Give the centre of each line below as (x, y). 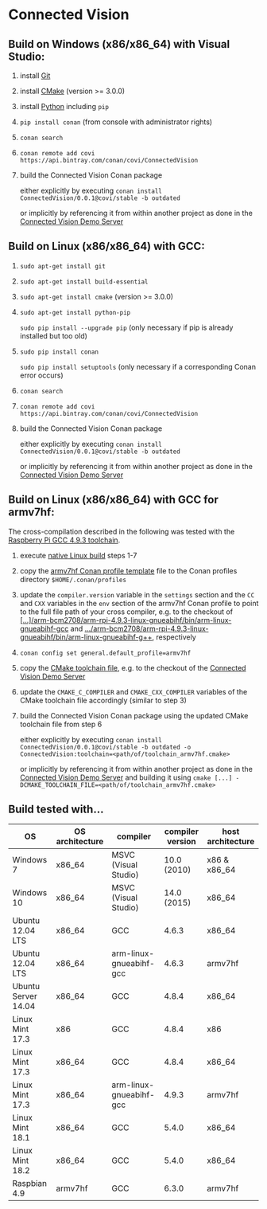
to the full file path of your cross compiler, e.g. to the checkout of (126, 612)
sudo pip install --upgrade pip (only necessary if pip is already (126, 327)
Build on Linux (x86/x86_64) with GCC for (113, 500)
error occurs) (41, 375)
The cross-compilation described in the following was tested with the (122, 531)
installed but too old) (53, 335)
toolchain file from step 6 (61, 724)
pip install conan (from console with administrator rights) (116, 122)
